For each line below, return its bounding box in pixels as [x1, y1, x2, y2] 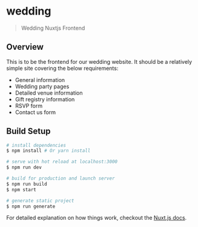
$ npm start [6, 186, 36, 192]
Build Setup [6, 126, 51, 137]
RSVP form [15, 102, 43, 109]
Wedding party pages [15, 83, 70, 90]
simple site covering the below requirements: [6, 64, 119, 72]
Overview [6, 42, 44, 52]
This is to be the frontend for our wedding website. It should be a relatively [6, 58, 193, 65]
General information [15, 76, 65, 83]
